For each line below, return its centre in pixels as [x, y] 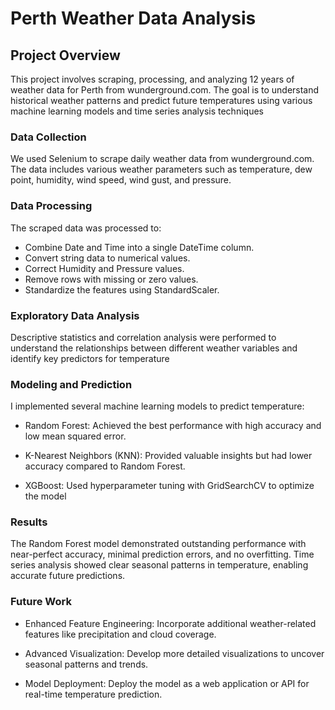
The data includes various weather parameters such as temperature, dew [161, 169]
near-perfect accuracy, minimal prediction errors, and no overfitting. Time [162, 554]
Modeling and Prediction [71, 384]
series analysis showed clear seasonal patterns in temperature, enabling [159, 565]
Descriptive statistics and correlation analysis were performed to [143, 337]
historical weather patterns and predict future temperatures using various [161, 100]
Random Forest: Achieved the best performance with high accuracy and [173, 426]
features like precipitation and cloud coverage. [120, 634]
